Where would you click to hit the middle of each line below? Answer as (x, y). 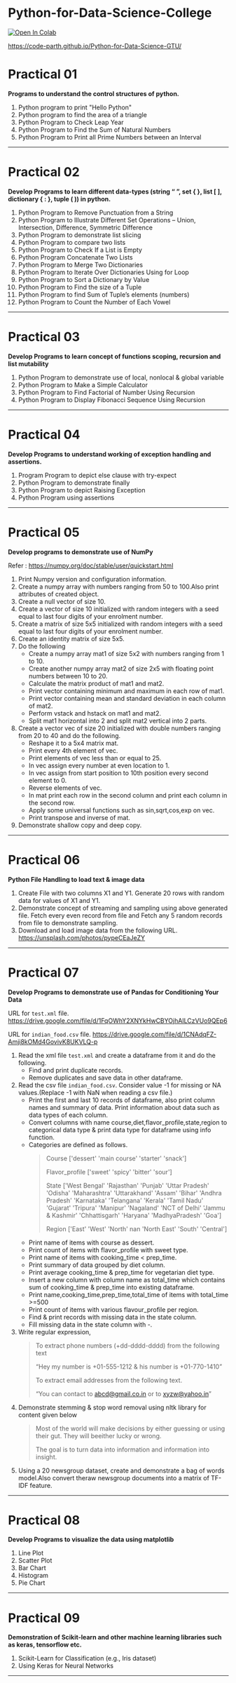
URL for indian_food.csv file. (50, 1034)
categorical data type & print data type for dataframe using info (120, 1129)
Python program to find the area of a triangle (83, 114)
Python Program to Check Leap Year (71, 122)
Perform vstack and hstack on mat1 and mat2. (95, 713)
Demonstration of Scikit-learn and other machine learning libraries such (115, 1637)
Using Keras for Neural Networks (66, 1666)
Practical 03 (44, 337)
